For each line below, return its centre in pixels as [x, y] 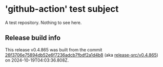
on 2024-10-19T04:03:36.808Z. [37, 60]
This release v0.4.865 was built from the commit [54, 49]
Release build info [33, 38]
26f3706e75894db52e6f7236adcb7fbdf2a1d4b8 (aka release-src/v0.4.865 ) [82, 55]
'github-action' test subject [62, 9]
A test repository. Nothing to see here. [43, 22]
